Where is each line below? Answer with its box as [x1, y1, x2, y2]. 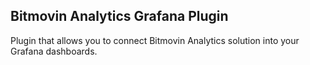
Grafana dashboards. [10, 45, 98, 57]
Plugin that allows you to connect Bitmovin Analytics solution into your [10, 34, 300, 46]
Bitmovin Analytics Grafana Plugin [10, 8, 229, 25]
